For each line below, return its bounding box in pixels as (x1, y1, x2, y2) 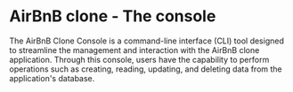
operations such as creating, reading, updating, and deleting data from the (9, 64, 282, 74)
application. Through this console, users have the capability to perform (9, 54, 270, 65)
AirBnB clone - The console (9, 6, 216, 27)
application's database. (9, 73, 95, 83)
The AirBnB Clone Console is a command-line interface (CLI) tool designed (9, 35, 285, 46)
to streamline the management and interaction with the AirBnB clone (9, 44, 260, 55)
